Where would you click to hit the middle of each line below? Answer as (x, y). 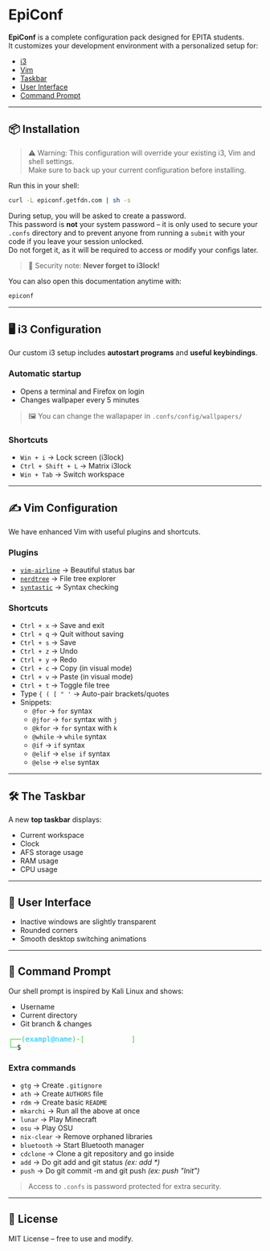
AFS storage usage (51, 853)
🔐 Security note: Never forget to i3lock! (94, 265)
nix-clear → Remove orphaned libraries (86, 1137)
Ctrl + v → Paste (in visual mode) (77, 677)
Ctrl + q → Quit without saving (72, 634)
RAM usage (39, 861)
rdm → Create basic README (63, 1102)
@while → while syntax (69, 737)
